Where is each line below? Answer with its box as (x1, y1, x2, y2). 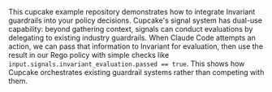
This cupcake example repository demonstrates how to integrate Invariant (8, 7, 256, 16)
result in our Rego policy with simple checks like (8, 50, 170, 59)
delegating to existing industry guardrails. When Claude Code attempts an (8, 33, 256, 42)
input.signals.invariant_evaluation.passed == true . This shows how (8, 59, 245, 68)
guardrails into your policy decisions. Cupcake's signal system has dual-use (8, 15, 262, 25)
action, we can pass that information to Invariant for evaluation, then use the (8, 42, 264, 51)
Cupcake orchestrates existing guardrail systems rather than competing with (8, 68, 265, 77)
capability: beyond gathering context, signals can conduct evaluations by (8, 24, 253, 33)
